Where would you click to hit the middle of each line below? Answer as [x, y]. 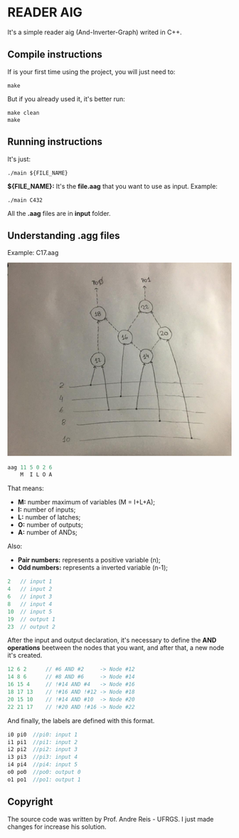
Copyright [30, 802]
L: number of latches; [49, 517]
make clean [23, 113]
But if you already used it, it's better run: [67, 99]
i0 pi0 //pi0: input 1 [43, 735]
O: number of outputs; [50, 525]
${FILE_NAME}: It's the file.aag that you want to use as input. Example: [113, 186]
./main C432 [25, 200]
